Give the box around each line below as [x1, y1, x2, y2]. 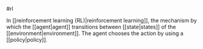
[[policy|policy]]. [6, 36, 47, 43]
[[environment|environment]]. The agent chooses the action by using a [6, 30, 184, 37]
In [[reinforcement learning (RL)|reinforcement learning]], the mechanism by [6, 17, 198, 24]
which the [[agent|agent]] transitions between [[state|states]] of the [6, 24, 176, 30]
